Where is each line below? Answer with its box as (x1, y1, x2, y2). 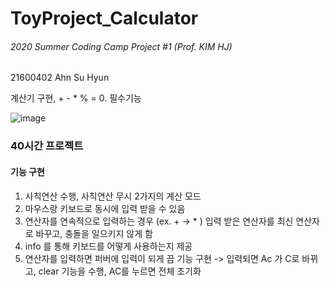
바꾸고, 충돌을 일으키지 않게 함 (35, 227, 153, 239)
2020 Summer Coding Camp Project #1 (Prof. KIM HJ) (10, 40, 233, 52)
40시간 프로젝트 (10, 139, 84, 153)
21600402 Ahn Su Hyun (10, 72, 110, 84)
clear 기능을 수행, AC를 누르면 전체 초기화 (38, 265, 202, 277)
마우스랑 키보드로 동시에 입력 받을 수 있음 (24, 202, 186, 214)
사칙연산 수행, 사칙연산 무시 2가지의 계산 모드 (24, 190, 202, 202)
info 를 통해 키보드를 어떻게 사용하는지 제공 (24, 240, 193, 252)
